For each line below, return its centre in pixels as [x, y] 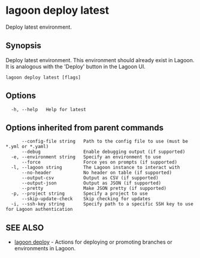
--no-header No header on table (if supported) [96, 173]
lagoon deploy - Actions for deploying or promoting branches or [93, 242]
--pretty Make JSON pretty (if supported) [94, 189]
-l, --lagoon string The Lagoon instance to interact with [96, 168]
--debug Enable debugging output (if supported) [103, 152]
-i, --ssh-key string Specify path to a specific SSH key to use [102, 204]
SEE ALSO [25, 228]
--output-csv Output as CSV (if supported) [90, 178]
